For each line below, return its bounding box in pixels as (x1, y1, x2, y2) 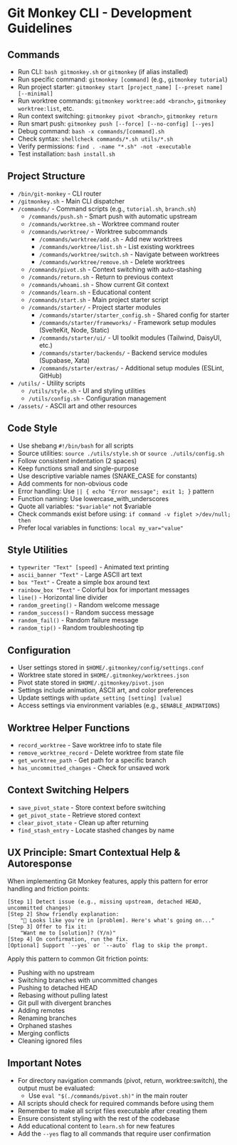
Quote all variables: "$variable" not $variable (17, 502, 152, 510)
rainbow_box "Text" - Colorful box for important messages (17, 585, 190, 594)
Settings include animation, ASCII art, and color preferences (17, 686, 194, 695)
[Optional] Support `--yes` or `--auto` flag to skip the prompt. (7, 942, 209, 949)
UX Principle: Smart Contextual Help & (7, 847, 181, 859)
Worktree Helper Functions (7, 722, 130, 734)
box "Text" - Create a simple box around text (17, 578, 150, 587)
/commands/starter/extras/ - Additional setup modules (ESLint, (38, 363, 224, 372)
